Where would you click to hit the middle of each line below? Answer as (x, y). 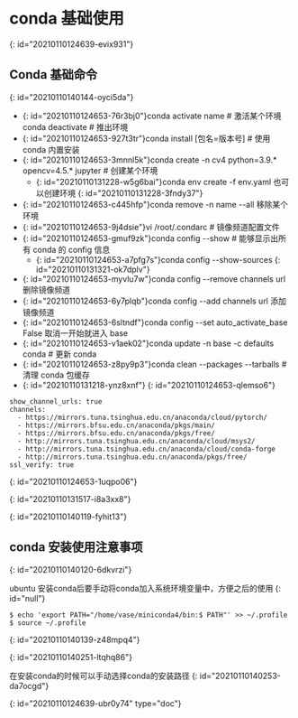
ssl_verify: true (42, 465)
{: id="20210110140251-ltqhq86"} (71, 657)
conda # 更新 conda (59, 354)
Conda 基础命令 (53, 75)
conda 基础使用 (67, 19)
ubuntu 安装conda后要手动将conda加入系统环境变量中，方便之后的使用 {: (145, 588)
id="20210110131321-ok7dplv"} (93, 269)
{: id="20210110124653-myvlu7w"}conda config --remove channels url (154, 279)
